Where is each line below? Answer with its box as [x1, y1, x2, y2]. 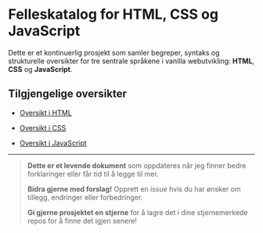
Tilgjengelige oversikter [8, 88, 127, 101]
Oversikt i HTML [19, 108, 72, 117]
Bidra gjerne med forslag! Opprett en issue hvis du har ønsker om [27, 184, 241, 193]
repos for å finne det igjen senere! [27, 216, 137, 225]
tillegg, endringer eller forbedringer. [27, 192, 143, 202]
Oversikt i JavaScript [19, 138, 88, 148]
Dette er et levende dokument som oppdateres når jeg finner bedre [27, 160, 247, 170]
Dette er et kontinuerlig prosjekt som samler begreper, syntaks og [8, 48, 221, 57]
